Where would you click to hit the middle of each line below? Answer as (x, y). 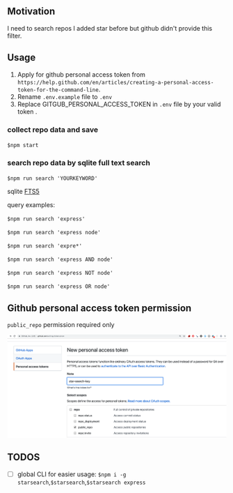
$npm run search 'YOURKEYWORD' (53, 179)
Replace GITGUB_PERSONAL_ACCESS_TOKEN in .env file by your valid (119, 104)
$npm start (23, 145)
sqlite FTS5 (23, 192)
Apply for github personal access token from (81, 74)
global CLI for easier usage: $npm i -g (72, 474)
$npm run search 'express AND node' (60, 260)
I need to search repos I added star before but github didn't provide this (110, 28)
